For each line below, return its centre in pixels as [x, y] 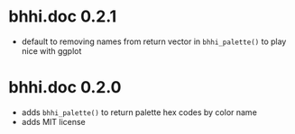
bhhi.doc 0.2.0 [65, 88]
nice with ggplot [51, 50]
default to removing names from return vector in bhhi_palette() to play [154, 41]
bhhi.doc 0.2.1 [63, 17]
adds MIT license [54, 121]
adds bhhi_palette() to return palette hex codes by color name [139, 112]
